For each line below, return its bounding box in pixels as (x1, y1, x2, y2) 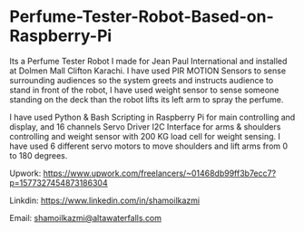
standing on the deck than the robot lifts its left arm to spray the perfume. (9, 93, 284, 105)
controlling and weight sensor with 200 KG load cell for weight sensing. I (9, 130, 281, 141)
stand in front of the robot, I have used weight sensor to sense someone (9, 84, 279, 95)
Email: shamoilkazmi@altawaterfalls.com (9, 212, 162, 223)
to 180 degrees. (9, 150, 68, 160)
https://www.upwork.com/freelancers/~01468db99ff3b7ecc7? (43, 168, 277, 179)
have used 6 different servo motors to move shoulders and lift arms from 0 (9, 140, 289, 151)
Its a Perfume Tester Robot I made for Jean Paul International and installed (9, 55, 288, 66)
